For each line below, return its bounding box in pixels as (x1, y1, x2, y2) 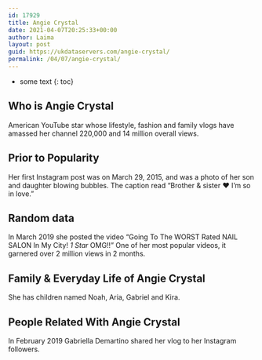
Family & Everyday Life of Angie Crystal (8, 271, 206, 285)
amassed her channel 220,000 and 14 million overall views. (8, 129, 199, 138)
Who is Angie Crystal (8, 100, 114, 113)
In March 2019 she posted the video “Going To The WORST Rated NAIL (8, 232, 238, 242)
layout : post (8, 41, 51, 49)
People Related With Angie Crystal (8, 315, 180, 329)
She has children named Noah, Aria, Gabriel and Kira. (8, 293, 180, 302)
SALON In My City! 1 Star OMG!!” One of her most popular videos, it (8, 241, 226, 250)
